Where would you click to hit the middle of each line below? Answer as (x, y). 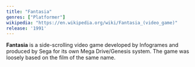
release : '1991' (26, 28)
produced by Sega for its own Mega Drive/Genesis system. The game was (98, 52)
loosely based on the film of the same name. (61, 58)
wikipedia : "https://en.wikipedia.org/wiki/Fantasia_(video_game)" (92, 23)
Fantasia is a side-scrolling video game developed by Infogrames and (92, 45)
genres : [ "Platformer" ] (36, 17)
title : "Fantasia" (29, 12)
